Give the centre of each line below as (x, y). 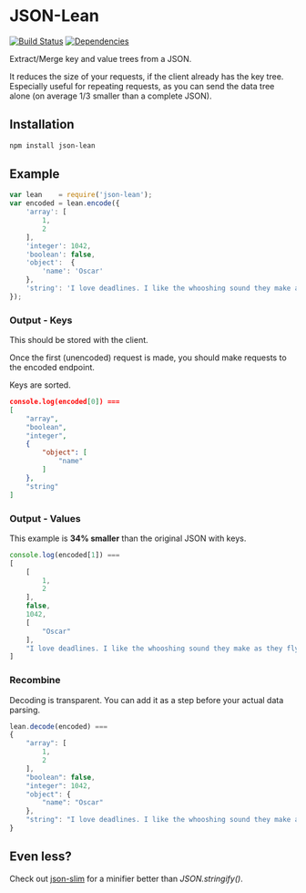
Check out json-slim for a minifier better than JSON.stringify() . (126, 878)
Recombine (35, 680)
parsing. (25, 710)
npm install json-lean (52, 145)
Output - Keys (41, 320)
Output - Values (45, 518)
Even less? (41, 857)
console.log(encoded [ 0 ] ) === (65, 402)
